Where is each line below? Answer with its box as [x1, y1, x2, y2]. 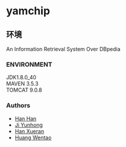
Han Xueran [14, 127, 45, 135]
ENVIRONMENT [6, 60, 52, 68]
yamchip [6, 4, 51, 18]
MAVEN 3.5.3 [6, 80, 39, 87]
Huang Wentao [14, 134, 52, 141]
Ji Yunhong [14, 121, 43, 129]
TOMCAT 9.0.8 [6, 86, 43, 93]
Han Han [14, 115, 37, 122]
